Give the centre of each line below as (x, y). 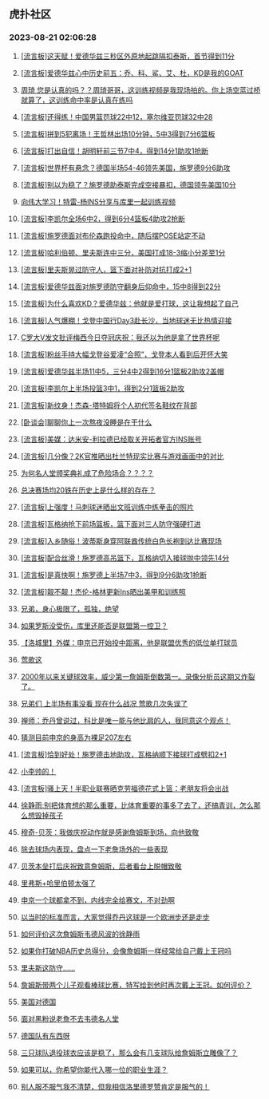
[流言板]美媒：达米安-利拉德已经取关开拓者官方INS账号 (111, 439)
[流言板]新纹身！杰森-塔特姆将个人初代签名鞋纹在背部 (109, 405)
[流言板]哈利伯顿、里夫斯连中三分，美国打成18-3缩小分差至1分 (123, 252)
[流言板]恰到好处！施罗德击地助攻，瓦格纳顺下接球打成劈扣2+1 (123, 754)
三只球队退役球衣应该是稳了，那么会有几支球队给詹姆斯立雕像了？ (129, 1053)
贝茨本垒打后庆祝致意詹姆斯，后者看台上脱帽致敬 (101, 866)
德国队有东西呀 (45, 1035)
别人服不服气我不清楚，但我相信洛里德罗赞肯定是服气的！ (115, 1086)
